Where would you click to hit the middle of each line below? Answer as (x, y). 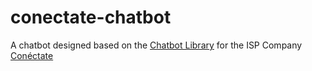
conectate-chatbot (91, 17)
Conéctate (32, 55)
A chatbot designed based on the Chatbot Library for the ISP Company (156, 45)
